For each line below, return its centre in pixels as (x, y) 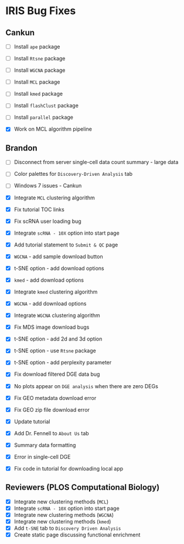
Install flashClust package (46, 106)
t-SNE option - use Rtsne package (55, 351)
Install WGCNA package (40, 70)
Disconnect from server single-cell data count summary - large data (96, 162)
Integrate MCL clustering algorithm (54, 198)
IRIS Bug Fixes (41, 11)
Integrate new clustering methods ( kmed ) (62, 521)
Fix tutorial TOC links (39, 209)
